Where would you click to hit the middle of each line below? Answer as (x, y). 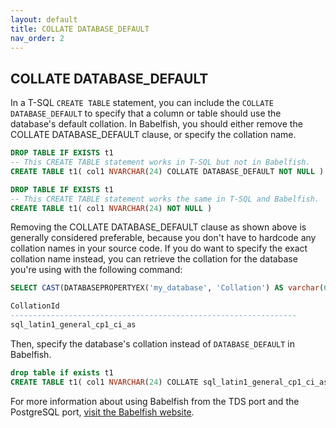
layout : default (44, 19)
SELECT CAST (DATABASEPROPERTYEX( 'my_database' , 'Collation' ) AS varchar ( (167, 288)
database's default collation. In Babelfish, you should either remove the (156, 124)
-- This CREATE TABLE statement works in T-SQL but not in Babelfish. (160, 162)
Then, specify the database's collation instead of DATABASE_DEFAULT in (153, 343)
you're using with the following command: (96, 270)
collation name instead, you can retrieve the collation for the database (154, 259)
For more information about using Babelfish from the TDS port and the (155, 401)
